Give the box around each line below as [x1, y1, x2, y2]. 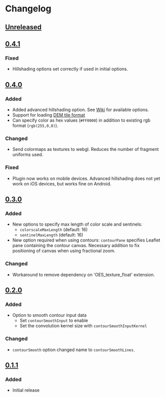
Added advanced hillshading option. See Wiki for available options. [12, 107, 149, 113]
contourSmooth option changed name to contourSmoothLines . [12, 347, 135, 353]
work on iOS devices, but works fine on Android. [12, 180, 111, 187]
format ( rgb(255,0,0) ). [12, 123, 58, 129]
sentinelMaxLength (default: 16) [19, 232, 83, 238]
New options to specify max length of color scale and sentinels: [12, 221, 143, 227]
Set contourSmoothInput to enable [19, 317, 88, 324]
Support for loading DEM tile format [12, 112, 85, 118]
